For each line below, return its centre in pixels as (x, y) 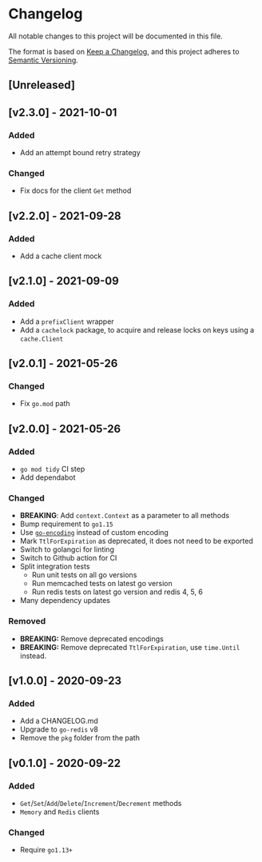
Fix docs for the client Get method (75, 191)
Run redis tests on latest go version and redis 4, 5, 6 (117, 592)
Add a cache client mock (61, 256)
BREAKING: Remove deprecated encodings (91, 639)
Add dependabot (48, 477)
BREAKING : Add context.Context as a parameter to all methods (125, 516)
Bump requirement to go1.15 (66, 524)
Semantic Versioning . (43, 60)
